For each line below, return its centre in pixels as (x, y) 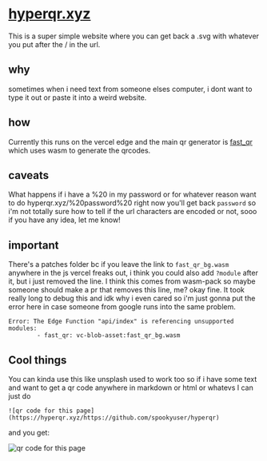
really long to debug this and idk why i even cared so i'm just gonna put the (132, 298)
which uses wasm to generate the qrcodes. (80, 150)
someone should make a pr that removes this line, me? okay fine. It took (127, 290)
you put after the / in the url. (54, 44)
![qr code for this (41, 411)
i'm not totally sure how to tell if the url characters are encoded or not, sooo (133, 212)
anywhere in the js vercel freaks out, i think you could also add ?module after (133, 273)
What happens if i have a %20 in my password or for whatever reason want (133, 195)
